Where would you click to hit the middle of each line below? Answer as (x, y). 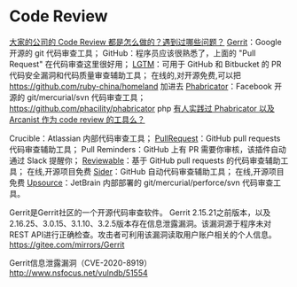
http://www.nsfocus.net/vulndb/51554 (78, 273)
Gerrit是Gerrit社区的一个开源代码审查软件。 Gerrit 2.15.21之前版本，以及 (140, 212)
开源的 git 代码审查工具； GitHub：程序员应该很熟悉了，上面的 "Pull (133, 53)
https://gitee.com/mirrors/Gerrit (67, 244)
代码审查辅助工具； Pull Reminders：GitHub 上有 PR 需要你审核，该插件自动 (148, 149)
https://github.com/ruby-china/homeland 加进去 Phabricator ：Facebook (141, 86)
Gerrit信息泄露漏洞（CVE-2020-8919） (81, 262)
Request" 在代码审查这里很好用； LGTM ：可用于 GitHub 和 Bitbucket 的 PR (145, 64)
